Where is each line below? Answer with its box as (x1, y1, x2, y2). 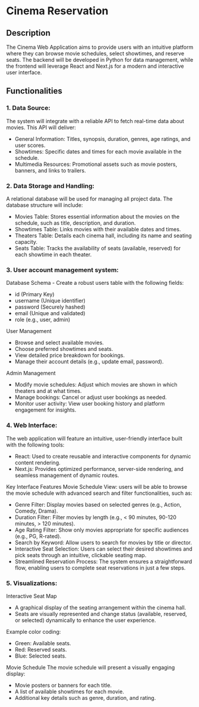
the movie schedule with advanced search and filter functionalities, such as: (6, 489, 192, 497)
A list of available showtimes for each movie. (14, 688, 125, 695)
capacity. (14, 238, 37, 245)
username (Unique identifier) (14, 297, 86, 304)
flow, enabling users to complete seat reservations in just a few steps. (14, 564, 186, 571)
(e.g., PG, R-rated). (14, 532, 61, 539)
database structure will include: (6, 201, 83, 209)
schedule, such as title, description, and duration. (14, 219, 136, 227)
